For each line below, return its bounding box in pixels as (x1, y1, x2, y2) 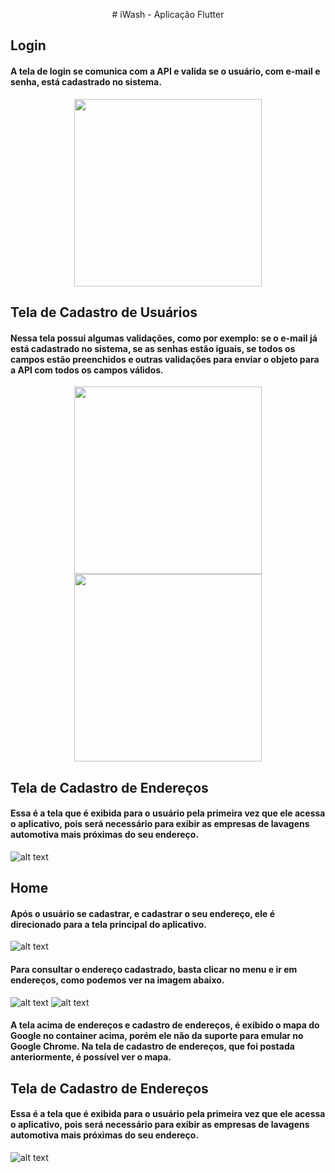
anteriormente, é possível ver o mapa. (10, 1051, 172, 1063)
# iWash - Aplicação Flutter (111, 9, 225, 20)
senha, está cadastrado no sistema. (10, 75, 162, 88)
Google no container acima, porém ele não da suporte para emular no (10, 1030, 304, 1042)
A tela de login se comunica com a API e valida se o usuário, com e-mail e (10, 65, 321, 77)
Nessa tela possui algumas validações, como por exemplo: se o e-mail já (10, 332, 318, 344)
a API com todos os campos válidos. (10, 364, 164, 376)
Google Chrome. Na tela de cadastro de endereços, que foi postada (10, 1040, 295, 1053)
